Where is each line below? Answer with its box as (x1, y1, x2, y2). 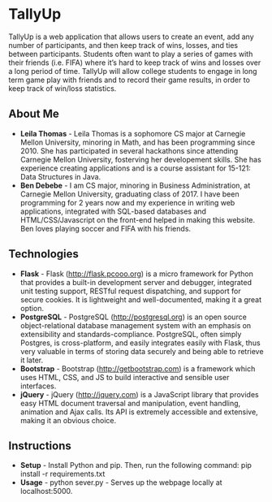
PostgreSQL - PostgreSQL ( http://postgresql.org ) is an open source (19, 312, 248, 322)
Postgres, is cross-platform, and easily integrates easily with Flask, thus (19, 338, 261, 348)
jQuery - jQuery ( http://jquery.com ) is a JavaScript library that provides (19, 389, 259, 399)
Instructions (8, 439, 71, 452)
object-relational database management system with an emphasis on (19, 320, 252, 330)
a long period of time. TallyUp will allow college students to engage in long (8, 66, 257, 76)
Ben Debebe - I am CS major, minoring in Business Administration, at (19, 180, 251, 190)
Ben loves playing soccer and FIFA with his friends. (19, 223, 192, 233)
